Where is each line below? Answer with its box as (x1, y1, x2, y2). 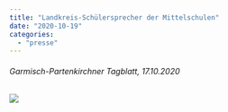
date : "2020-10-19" (9, 22, 83, 30)
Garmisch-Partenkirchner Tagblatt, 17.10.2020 (9, 65, 180, 76)
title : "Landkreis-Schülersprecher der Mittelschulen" (9, 13, 220, 22)
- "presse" (17, 38, 59, 47)
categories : (9, 30, 54, 39)
